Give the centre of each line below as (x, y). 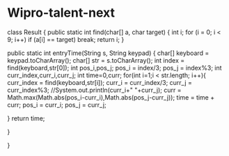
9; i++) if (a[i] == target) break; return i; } (66, 39)
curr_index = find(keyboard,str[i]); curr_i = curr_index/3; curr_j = (100, 82)
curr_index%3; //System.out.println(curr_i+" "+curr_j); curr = (94, 90)
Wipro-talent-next (61, 13)
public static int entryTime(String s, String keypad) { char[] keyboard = (108, 53)
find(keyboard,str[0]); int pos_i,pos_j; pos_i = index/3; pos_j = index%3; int (114, 68)
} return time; (26, 118)
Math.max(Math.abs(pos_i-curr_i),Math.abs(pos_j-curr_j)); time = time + (111, 97)
